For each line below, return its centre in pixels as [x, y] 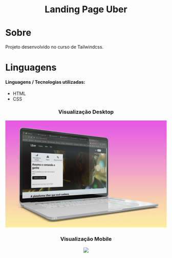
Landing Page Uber [86, 9]
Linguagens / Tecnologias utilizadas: [45, 82]
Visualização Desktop [86, 112]
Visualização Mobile [86, 239]
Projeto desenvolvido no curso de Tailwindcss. [55, 47]
